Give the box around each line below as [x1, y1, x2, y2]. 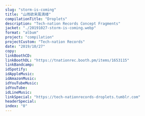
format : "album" [5, 30, 39, 35]
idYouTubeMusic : [5, 80, 39, 85]
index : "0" [5, 104, 28, 109]
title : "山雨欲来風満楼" [5, 12, 51, 17]
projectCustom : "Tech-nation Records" [5, 39, 85, 44]
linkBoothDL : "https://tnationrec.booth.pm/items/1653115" [5, 58, 130, 63]
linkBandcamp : [5, 62, 35, 67]
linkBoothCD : [5, 53, 32, 58]
